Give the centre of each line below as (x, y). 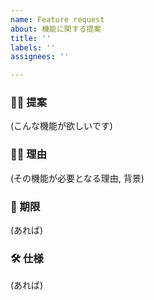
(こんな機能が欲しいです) (61, 126)
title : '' (31, 38)
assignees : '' (40, 57)
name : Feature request (57, 19)
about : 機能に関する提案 (56, 29)
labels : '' (33, 47)
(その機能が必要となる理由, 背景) (77, 178)
